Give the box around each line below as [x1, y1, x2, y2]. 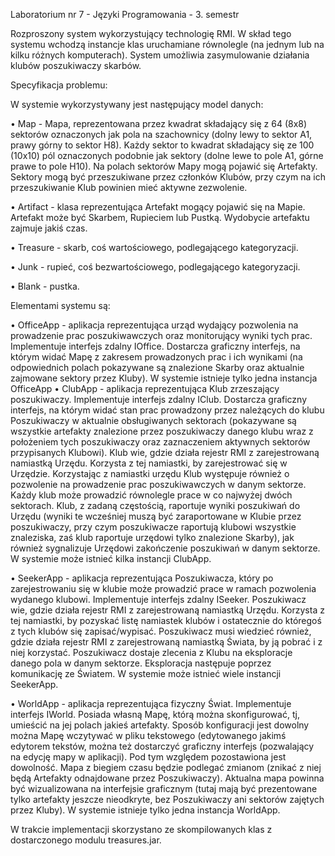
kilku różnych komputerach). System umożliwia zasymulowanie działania [10, 49, 310, 61]
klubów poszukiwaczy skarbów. [10, 60, 142, 71]
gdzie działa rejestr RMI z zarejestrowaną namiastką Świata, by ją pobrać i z [10, 636, 323, 648]
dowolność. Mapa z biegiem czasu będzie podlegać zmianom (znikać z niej [10, 762, 322, 773]
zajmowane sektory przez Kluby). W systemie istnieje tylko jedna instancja [10, 372, 318, 384]
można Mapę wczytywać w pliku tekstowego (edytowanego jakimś [10, 730, 287, 741]
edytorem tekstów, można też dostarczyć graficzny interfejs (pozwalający [10, 740, 315, 752]
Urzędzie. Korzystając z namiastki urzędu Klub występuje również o [10, 468, 290, 479]
